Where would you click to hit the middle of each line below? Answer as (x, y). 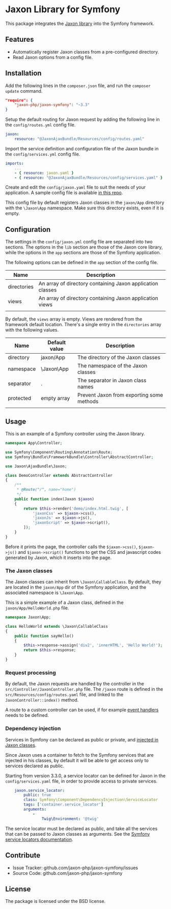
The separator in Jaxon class (112, 381)
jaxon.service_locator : (40, 790)
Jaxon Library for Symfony (63, 9)
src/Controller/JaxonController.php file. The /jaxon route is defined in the (84, 689)
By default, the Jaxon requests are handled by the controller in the (75, 684)
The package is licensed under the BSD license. (55, 901)
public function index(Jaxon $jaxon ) (54, 499)
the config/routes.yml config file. (40, 125)
